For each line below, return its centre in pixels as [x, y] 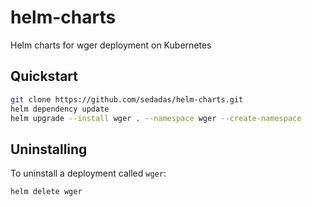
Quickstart [44, 76]
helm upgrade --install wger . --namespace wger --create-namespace [156, 118]
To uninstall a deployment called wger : [88, 173]
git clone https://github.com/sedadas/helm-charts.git [127, 99]
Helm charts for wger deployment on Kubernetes [111, 45]
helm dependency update [60, 109]
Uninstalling [49, 149]
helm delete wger [46, 192]
